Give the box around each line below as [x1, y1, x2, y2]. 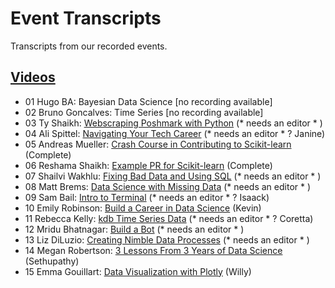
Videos [10, 69, 56, 86]
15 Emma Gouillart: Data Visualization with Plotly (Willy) [24, 265, 252, 277]
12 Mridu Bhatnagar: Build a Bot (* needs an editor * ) [24, 223, 245, 235]
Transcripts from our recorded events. [10, 40, 168, 52]
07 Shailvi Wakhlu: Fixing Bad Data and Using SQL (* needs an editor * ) [24, 170, 322, 182]
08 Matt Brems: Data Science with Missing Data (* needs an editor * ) [24, 180, 312, 192]
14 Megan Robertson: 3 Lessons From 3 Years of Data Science [24, 244, 283, 256]
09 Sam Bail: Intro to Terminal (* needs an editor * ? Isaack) [24, 191, 270, 203]
